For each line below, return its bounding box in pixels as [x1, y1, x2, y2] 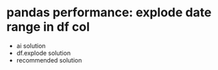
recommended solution [16, 56, 82, 64]
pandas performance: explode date [6, 5, 212, 20]
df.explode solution [16, 49, 71, 57]
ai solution [16, 41, 46, 50]
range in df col [6, 19, 90, 35]
